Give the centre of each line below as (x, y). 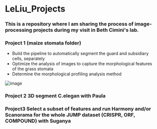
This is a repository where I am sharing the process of (69, 24)
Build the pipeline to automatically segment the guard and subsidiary (80, 54)
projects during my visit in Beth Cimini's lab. (86, 30)
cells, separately (28, 58)
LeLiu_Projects (35, 9)
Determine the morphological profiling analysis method (67, 74)
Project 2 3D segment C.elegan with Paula (55, 96)
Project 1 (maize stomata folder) (43, 43)
